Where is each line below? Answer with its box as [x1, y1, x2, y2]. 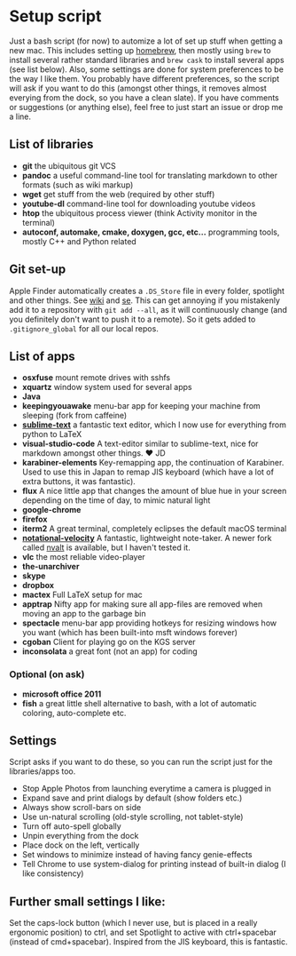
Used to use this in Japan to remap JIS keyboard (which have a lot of [21, 466, 275, 477]
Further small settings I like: [9, 894, 166, 909]
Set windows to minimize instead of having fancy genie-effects [21, 849, 253, 860]
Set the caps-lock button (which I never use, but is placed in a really [9, 918, 258, 928]
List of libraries [9, 137, 94, 152]
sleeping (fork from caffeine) [21, 410, 128, 421]
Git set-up [9, 262, 66, 277]
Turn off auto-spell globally [21, 821, 121, 832]
